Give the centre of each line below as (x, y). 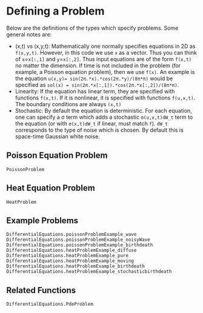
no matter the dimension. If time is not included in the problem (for (98, 66)
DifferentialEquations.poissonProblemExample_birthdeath (80, 245)
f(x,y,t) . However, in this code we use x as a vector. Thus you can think (106, 52)
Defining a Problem (55, 11)
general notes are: (29, 34)
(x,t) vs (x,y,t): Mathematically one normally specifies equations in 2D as (105, 46)
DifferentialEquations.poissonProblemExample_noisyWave (78, 240)
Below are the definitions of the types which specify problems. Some (92, 28)
